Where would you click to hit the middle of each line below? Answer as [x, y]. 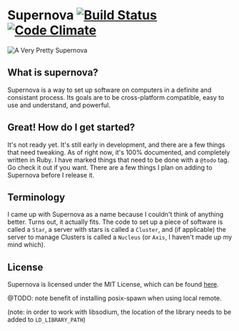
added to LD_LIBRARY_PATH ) [46, 320]
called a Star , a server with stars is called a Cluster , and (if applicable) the [117, 230]
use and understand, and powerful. [59, 105]
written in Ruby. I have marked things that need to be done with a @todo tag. [118, 160]
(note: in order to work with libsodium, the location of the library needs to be [119, 312]
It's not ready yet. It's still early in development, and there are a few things [116, 144]
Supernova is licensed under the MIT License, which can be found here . [113, 285]
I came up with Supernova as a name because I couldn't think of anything [116, 215]
